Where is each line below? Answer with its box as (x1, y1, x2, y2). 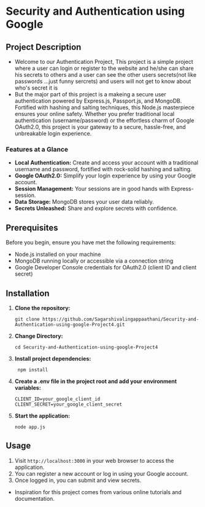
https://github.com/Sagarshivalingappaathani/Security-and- (42, 316, 199, 322)
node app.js (14, 424, 45, 430)
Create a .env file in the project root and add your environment (14, 377, 177, 385)
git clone (14, 316, 41, 322)
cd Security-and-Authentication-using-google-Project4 (14, 344, 158, 350)
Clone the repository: (14, 304, 71, 311)
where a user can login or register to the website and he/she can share (14, 64, 194, 72)
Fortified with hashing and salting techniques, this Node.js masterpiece (14, 104, 195, 111)
